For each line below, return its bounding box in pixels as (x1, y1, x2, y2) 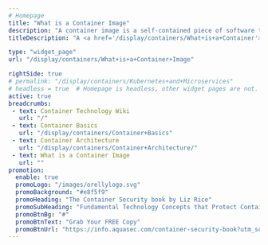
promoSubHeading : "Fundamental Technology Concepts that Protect (15, 203, 238, 211)
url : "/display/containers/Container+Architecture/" (18, 144, 198, 152)
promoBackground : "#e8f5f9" (15, 189, 109, 196)
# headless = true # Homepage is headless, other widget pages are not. (8, 84, 259, 92)
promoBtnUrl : (15, 225, 59, 233)
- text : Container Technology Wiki (11, 107, 130, 115)
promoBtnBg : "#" (15, 210, 69, 219)
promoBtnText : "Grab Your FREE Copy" (15, 218, 141, 226)
